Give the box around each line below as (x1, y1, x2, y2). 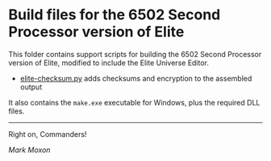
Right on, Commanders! (8, 129, 87, 138)
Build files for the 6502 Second (8, 6, 221, 24)
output (19, 82, 43, 92)
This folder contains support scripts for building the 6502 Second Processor (8, 49, 262, 59)
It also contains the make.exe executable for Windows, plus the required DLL (8, 97, 261, 107)
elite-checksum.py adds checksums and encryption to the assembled (19, 73, 252, 83)
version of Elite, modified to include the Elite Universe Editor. (8, 58, 210, 68)
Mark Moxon (8, 145, 51, 155)
